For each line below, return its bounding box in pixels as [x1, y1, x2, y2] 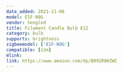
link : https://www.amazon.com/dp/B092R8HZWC [6, 58, 118, 64]
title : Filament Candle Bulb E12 [6, 25, 89, 31]
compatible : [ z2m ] [6, 47, 51, 53]
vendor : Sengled [6, 19, 46, 25]
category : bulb [6, 31, 44, 36]
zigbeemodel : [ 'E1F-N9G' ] [6, 42, 70, 48]
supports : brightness [6, 36, 60, 42]
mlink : [6, 52, 22, 58]
